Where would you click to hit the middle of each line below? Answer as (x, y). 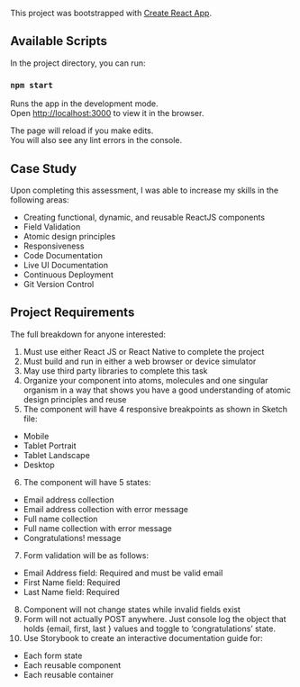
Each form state (53, 655)
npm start (32, 85)
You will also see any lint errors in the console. (96, 140)
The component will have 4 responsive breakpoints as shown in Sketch (155, 409)
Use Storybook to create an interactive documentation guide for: (143, 637)
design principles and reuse (75, 399)
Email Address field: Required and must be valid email (123, 573)
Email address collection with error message (105, 509)
